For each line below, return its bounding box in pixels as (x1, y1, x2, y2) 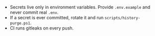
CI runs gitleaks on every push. (9, 25, 74, 31)
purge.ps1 (9, 21, 31, 26)
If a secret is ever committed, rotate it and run (9, 15, 104, 20)
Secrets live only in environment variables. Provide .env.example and (9, 4, 151, 10)
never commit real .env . (9, 9, 59, 15)
